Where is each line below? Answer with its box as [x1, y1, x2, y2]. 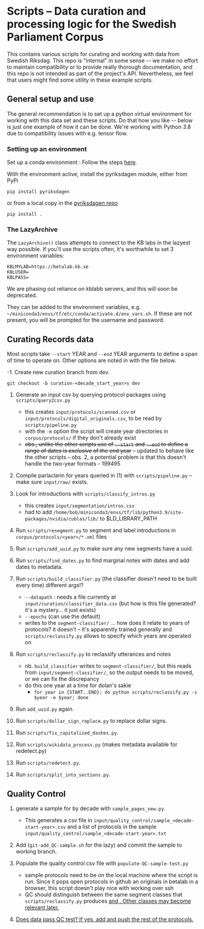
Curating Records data [7, 334, 94, 344]
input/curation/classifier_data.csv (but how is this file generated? [24, 600, 197, 607]
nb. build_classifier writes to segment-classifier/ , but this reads [24, 663, 192, 670]
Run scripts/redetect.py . [15, 759, 81, 766]
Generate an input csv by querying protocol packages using [15, 391, 166, 399]
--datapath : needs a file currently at [24, 593, 116, 601]
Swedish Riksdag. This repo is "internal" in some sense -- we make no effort [7, 57, 198, 64]
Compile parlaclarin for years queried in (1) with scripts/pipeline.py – [15, 472, 192, 479]
